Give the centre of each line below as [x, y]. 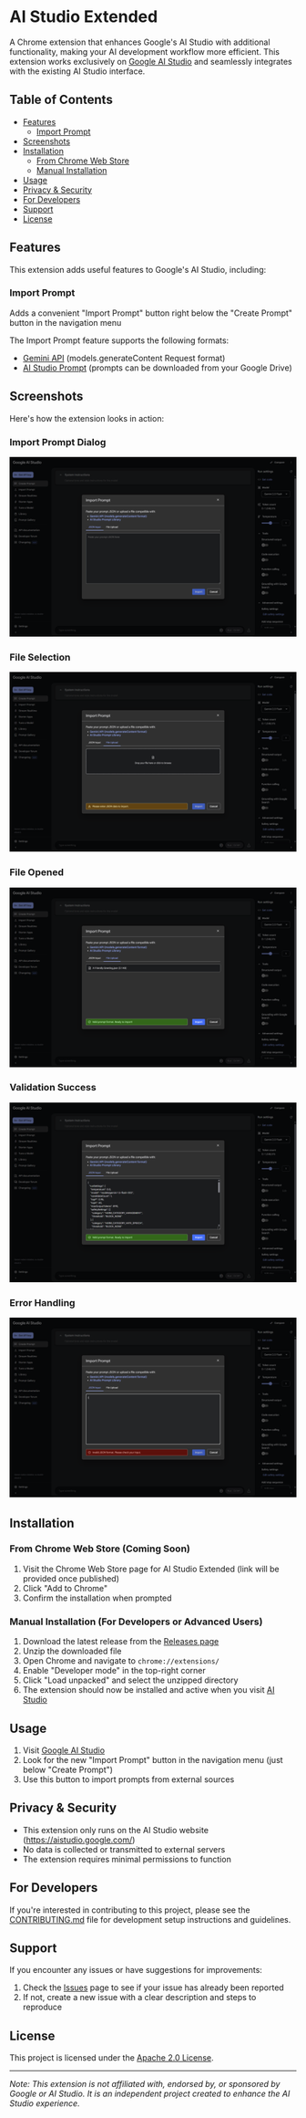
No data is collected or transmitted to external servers [124, 1849]
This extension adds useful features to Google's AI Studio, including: [138, 269]
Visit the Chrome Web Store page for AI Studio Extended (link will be [151, 1569]
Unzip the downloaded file [72, 1651]
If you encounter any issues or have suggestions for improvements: [136, 1970]
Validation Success [53, 1088]
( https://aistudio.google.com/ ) [79, 1840]
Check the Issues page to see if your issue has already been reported [153, 1988]
